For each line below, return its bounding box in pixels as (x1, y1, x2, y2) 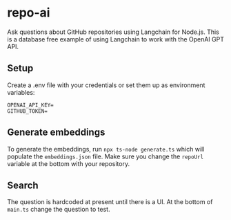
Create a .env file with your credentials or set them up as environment (7, 81, 205, 89)
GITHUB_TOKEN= (7, 107, 48, 115)
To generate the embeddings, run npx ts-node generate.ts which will (7, 145, 205, 153)
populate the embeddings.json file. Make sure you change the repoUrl (7, 152, 204, 161)
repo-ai (7, 5, 50, 21)
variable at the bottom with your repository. (7, 159, 130, 167)
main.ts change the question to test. (7, 205, 110, 214)
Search (7, 179, 39, 191)
